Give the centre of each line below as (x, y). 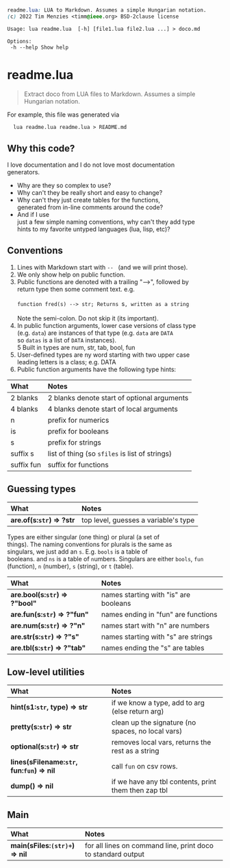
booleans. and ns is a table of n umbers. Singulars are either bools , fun (105, 559)
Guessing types (42, 489)
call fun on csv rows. (145, 766)
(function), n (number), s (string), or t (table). (71, 566)
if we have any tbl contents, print (164, 782)
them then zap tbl (140, 790)
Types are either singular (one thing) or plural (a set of (83, 537)
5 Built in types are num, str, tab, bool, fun (76, 347)
